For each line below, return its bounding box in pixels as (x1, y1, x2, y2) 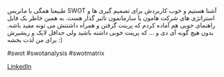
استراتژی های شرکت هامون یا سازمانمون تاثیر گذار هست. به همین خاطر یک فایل (7, 14, 215, 22)
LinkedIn (7, 63, 32, 70)
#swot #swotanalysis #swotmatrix (7, 49, 105, 57)
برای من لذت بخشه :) (7, 36, 63, 44)
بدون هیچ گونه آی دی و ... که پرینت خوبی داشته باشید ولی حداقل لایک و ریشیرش (7, 28, 214, 36)
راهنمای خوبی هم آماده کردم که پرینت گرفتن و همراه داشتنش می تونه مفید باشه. (7, 21, 216, 29)
